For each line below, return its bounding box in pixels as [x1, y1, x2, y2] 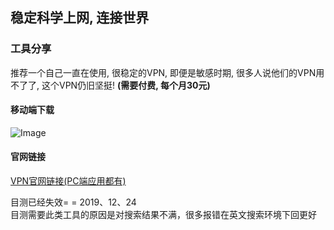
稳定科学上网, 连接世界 [10, 9, 150, 27]
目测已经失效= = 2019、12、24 [10, 196, 137, 208]
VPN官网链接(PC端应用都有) [10, 175, 127, 187]
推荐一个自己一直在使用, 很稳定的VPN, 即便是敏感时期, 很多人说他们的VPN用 [10, 66, 325, 78]
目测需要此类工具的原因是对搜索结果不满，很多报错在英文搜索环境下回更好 [10, 209, 317, 221]
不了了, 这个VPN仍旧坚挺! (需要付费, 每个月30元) [10, 79, 211, 91]
